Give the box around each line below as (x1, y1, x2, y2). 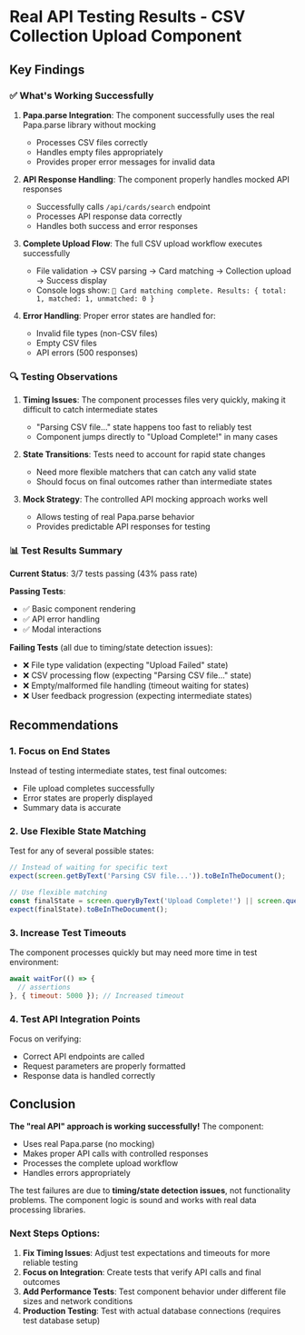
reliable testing (22, 1257, 79, 1269)
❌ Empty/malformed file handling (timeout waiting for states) (22, 680, 250, 692)
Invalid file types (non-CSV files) (35, 327, 159, 338)
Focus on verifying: (9, 1033, 82, 1044)
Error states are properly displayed (22, 792, 152, 803)
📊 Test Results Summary (9, 544, 123, 557)
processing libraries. (9, 1204, 86, 1215)
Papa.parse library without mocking (22, 119, 156, 130)
